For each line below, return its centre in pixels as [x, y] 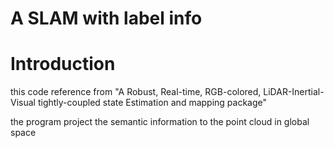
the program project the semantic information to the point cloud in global [160, 122]
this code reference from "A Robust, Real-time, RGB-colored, [136, 92]
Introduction [63, 64]
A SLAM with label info [106, 18]
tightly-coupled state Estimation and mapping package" [152, 103]
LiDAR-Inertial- [294, 92]
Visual [23, 103]
